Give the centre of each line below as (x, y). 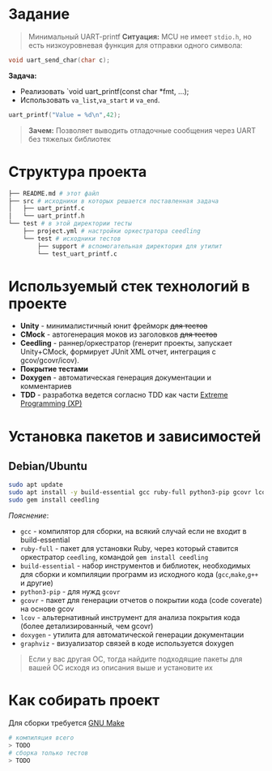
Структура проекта (78, 172)
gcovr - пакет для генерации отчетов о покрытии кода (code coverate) (141, 601)
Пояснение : (29, 515)
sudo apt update (36, 485)
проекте (38, 303)
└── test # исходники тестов (72, 239)
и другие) (37, 583)
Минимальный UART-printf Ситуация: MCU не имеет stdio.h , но (140, 37)
